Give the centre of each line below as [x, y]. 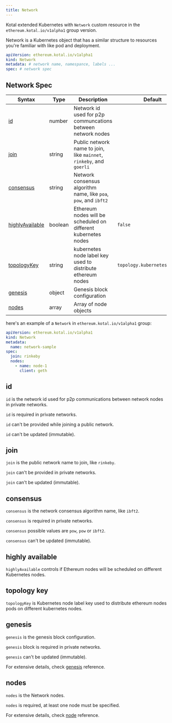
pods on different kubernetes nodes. [44, 608]
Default [153, 99]
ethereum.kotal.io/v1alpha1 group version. [52, 30]
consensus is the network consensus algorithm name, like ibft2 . [73, 511]
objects [83, 311]
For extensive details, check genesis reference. [55, 667]
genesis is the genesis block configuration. [51, 637]
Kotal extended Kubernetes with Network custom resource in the [73, 25]
